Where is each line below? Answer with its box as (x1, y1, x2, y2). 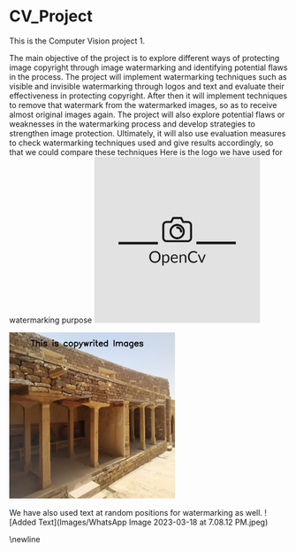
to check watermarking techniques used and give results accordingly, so (9, 137, 274, 148)
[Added (9, 517, 37, 527)
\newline (9, 533, 41, 544)
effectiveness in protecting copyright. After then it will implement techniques (9, 90, 288, 101)
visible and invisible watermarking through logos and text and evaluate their (9, 81, 285, 91)
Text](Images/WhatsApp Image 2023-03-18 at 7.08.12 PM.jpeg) (38, 517, 269, 527)
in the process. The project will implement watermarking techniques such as (9, 71, 287, 82)
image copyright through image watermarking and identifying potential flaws (9, 62, 288, 73)
